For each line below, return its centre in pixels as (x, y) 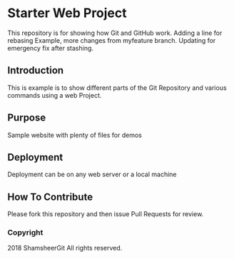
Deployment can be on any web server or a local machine (92, 174)
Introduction (36, 70)
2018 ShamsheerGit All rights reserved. (65, 248)
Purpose (27, 118)
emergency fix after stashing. (51, 48)
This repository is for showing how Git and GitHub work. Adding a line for (115, 33)
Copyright (25, 233)
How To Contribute (50, 197)
